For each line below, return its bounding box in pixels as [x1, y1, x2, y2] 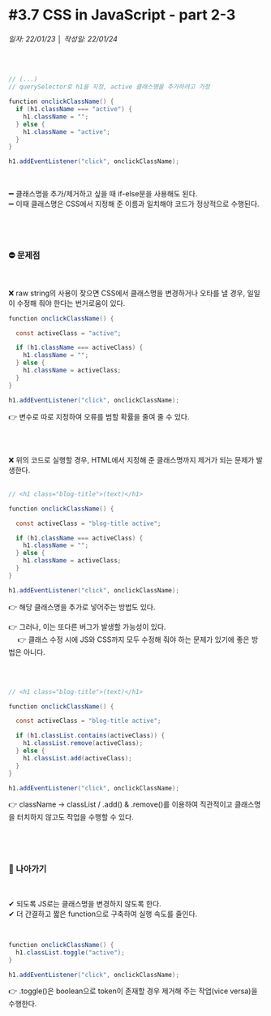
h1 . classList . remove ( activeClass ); [23, 739, 144, 747]
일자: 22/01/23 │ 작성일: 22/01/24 [8, 34, 118, 44]
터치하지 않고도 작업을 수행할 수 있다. [16, 812, 134, 822]
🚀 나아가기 [8, 863, 47, 874]
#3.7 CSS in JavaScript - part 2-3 [8, 6, 236, 24]
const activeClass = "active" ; [15, 329, 122, 338]
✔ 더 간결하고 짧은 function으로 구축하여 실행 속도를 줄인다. [8, 909, 198, 919]
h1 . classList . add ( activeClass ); [23, 754, 132, 762]
